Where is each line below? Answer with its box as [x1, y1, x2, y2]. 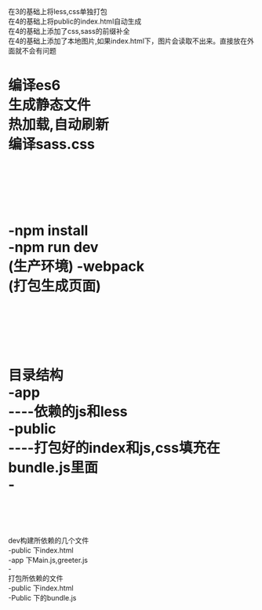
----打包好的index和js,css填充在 [8, 439, 220, 457]
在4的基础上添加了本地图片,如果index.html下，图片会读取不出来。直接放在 [8, 36, 248, 46]
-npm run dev [8, 239, 99, 257]
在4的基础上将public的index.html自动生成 [8, 16, 142, 26]
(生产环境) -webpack [8, 258, 145, 276]
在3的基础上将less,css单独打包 [8, 7, 107, 16]
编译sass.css [8, 136, 96, 153]
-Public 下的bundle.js [8, 594, 77, 603]
